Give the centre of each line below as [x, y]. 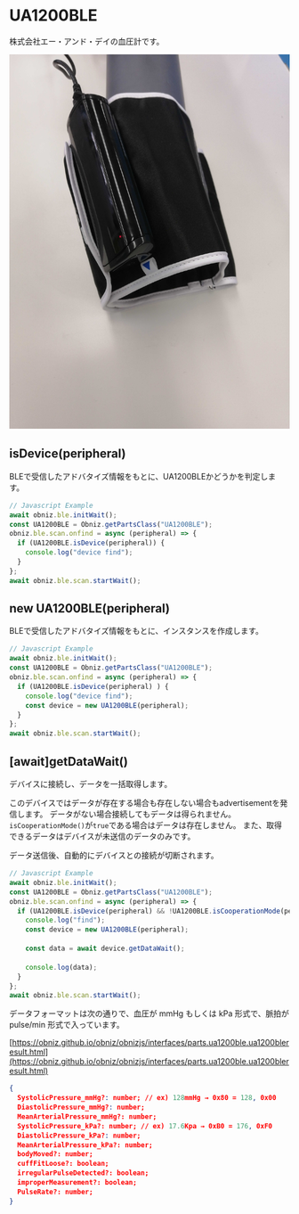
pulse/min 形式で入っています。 [67, 1025]
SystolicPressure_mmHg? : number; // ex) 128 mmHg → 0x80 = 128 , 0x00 [147, 1098]
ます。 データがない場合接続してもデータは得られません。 [130, 814]
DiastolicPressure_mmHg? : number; [81, 1107]
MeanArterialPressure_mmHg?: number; [87, 1116]
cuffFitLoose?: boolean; [63, 1164]
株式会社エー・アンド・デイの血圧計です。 [87, 41]
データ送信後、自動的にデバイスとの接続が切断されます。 [114, 855]
